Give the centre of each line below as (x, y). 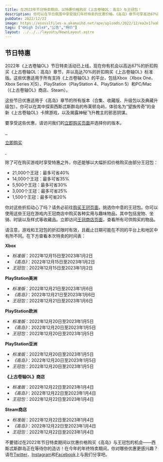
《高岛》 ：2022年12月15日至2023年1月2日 (54, 262)
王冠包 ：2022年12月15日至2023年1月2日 (52, 267)
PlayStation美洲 (21, 278)
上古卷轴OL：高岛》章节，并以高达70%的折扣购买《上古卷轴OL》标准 (83, 71)
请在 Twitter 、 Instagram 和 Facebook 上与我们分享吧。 (57, 454)
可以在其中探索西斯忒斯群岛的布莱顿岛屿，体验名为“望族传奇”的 (88, 106)
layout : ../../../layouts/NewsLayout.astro (50, 32)
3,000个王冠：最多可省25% (40, 191)
